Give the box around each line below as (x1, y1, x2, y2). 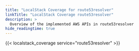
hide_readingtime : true (5, 26, 55, 31)
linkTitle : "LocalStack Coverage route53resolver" (5, 12, 114, 17)
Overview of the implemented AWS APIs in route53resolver (10, 21, 134, 27)
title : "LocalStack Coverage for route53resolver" (5, 7, 114, 13)
